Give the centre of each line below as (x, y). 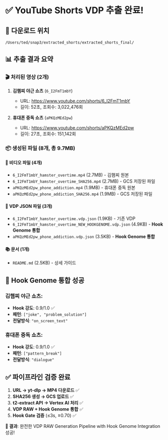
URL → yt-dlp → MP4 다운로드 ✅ (46, 390)
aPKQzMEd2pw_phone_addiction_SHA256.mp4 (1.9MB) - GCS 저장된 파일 (82, 194)
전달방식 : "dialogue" (33, 360)
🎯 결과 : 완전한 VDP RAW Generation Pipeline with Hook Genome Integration (83, 426)
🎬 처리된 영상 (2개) (27, 77)
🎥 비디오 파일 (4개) (24, 163)
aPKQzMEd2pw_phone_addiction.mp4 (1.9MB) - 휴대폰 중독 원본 (74, 187)
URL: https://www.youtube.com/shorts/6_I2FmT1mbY (75, 101)
